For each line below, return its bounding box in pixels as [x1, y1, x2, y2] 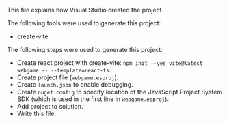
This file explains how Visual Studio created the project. [7, 6, 164, 14]
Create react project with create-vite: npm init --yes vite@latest [16, 59, 203, 67]
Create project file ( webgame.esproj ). [16, 73, 119, 81]
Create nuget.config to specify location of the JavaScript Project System [16, 88, 223, 96]
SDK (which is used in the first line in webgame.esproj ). [16, 95, 170, 103]
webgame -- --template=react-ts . [16, 66, 111, 74]
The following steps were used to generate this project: [7, 46, 163, 53]
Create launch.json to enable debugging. [16, 81, 133, 88]
